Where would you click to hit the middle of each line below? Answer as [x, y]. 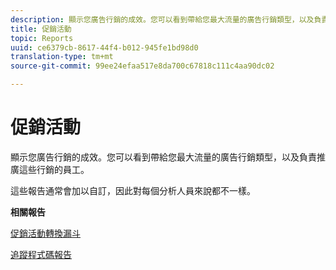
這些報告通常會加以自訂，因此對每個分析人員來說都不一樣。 [133, 190]
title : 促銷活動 [41, 29]
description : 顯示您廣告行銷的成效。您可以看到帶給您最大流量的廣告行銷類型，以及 [162, 19]
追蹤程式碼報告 [41, 254]
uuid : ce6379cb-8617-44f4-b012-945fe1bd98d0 [104, 47]
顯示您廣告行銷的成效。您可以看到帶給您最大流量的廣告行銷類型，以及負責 [163, 157]
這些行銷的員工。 [54, 169]
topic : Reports [42, 38]
